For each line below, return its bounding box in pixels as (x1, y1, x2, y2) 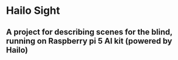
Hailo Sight (6, 4, 60, 17)
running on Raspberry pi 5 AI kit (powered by (6, 36, 173, 46)
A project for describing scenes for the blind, (6, 27, 173, 37)
